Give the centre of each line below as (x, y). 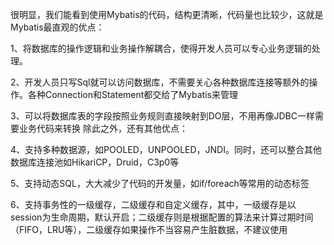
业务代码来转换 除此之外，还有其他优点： (103, 128)
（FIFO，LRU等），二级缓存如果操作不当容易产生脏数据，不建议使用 (149, 229)
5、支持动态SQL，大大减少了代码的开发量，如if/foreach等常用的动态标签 (160, 183)
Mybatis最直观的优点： (57, 27)
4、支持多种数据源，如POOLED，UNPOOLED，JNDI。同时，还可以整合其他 (166, 149)
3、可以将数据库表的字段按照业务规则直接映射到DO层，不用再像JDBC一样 (162, 116)
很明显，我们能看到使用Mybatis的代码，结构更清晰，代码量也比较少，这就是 (167, 14)
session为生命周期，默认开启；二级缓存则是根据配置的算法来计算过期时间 (162, 217)
